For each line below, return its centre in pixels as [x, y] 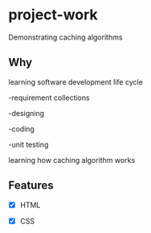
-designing [27, 113]
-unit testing [29, 144]
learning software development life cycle [75, 81]
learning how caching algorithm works [72, 160]
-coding [21, 129]
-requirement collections [49, 98]
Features [31, 186]
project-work [53, 15]
